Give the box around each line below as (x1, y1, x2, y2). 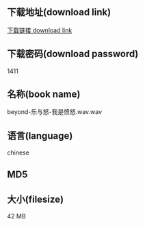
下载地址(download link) (7, 6, 111, 19)
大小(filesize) (7, 194, 64, 205)
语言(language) (7, 130, 73, 142)
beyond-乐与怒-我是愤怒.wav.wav (7, 108, 103, 116)
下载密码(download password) (7, 48, 139, 60)
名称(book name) (7, 89, 81, 100)
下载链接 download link (7, 26, 72, 34)
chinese (7, 148, 29, 157)
